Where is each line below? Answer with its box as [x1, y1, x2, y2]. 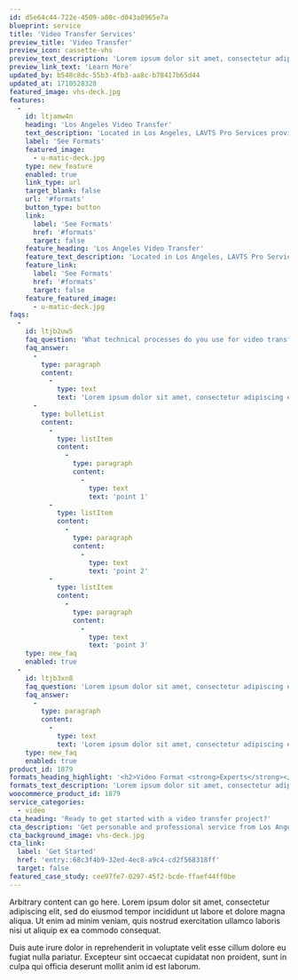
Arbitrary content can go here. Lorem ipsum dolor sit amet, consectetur [9, 896, 271, 907]
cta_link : [9, 839, 46, 849]
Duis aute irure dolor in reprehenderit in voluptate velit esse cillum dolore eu [9, 942, 286, 952]
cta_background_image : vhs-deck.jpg [9, 831, 145, 840]
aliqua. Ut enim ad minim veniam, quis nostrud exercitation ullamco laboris [9, 915, 281, 926]
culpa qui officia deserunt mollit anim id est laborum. [9, 960, 201, 971]
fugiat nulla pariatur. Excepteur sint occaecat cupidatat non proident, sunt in [9, 952, 287, 962]
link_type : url [25, 179, 82, 187]
